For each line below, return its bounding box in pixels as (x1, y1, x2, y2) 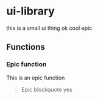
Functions (6, 42, 46, 52)
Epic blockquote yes (21, 86, 72, 93)
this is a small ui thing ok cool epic (6, 24, 93, 32)
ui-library (6, 4, 55, 18)
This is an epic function (6, 74, 65, 81)
